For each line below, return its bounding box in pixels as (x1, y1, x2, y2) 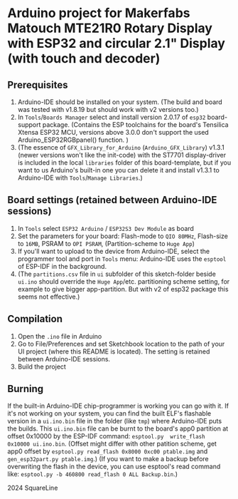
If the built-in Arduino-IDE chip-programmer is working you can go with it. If (7, 401, 229, 411)
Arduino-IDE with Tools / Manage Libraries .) (17, 173, 144, 182)
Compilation (7, 313, 63, 325)
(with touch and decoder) (7, 51, 161, 67)
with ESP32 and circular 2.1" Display (7, 36, 226, 51)
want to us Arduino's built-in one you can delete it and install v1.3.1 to (17, 166, 220, 174)
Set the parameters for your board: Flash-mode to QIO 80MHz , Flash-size (17, 232, 229, 240)
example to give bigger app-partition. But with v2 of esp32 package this (17, 284, 229, 293)
